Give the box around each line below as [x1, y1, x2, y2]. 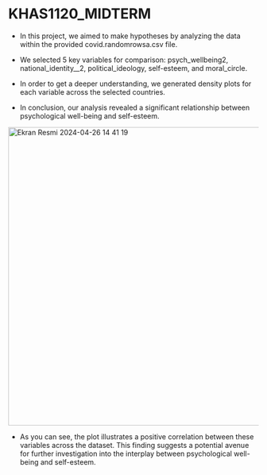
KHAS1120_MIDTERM [8, 5, 151, 23]
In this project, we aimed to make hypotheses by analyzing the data [19, 31, 241, 41]
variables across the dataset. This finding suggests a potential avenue [19, 440, 250, 450]
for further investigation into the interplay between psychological [19, 449, 233, 458]
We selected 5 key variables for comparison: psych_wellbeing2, [19, 55, 229, 64]
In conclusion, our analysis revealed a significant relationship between [19, 103, 250, 112]
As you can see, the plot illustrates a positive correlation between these [19, 431, 254, 442]
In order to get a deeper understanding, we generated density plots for [19, 79, 252, 88]
